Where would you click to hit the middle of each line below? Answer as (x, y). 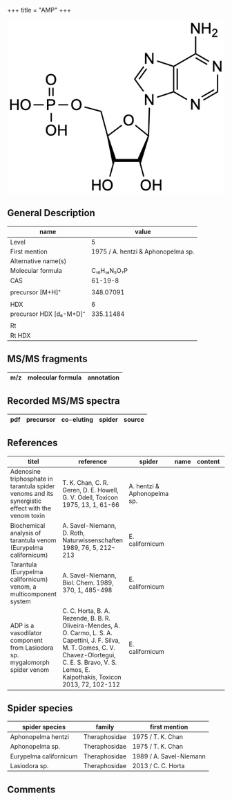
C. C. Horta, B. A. (86, 611)
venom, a (23, 586)
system (20, 601)
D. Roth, (74, 533)
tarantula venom (33, 540)
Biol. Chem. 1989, (88, 583)
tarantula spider (32, 486)
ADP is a (22, 625)
